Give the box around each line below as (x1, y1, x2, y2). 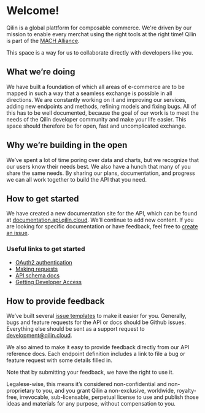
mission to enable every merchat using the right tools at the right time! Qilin (6, 30, 196, 37)
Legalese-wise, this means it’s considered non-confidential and (6, 380, 167, 388)
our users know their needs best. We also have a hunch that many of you (6, 163, 191, 170)
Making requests (15, 265, 58, 272)
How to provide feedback (6, 296, 105, 307)
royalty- (176, 387, 196, 395)
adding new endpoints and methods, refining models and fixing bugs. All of (6, 102, 196, 110)
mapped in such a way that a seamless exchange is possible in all (6, 90, 172, 97)
